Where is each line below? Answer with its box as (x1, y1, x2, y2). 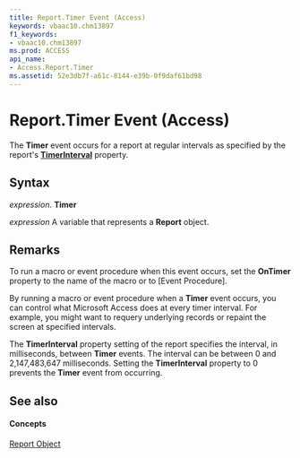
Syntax (9, 176, 50, 191)
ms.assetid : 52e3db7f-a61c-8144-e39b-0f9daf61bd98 (9, 72, 202, 81)
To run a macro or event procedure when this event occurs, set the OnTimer (9, 266, 291, 277)
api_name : (9, 55, 47, 64)
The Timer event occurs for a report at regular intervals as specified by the (9, 140, 287, 151)
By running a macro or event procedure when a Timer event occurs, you (9, 293, 277, 304)
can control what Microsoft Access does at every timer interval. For (9, 302, 258, 314)
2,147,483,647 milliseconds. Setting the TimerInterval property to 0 (9, 358, 258, 368)
